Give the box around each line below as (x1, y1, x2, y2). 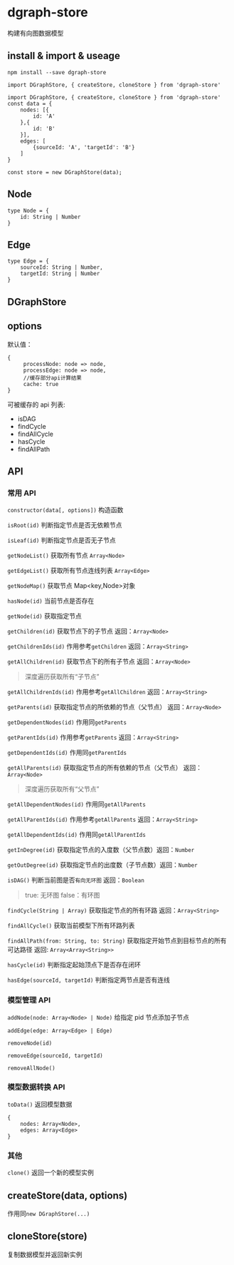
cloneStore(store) (7, 1230, 87, 1242)
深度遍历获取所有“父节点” (24, 785, 100, 793)
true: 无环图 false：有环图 (24, 891, 100, 900)
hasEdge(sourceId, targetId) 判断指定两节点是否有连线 (7, 975, 171, 985)
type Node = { (7, 207, 50, 214)
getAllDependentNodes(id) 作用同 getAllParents (7, 800, 146, 808)
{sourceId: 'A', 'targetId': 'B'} (33, 143, 135, 151)
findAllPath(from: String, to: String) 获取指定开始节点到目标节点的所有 (7, 936, 227, 945)
